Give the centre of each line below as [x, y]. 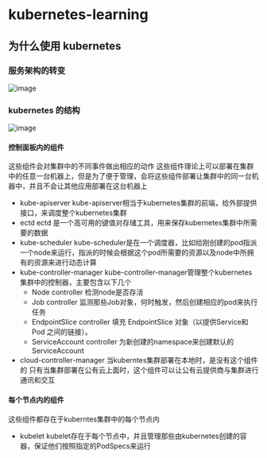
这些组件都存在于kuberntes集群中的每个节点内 [84, 419]
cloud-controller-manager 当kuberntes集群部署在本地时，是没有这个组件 [139, 360]
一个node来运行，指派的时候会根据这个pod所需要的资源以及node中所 [133, 252]
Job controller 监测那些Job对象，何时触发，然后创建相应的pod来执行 [145, 302]
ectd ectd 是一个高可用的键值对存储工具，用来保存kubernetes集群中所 [135, 223]
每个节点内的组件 [36, 399]
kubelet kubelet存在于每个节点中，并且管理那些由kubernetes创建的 [130, 436]
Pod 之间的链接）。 [62, 332]
